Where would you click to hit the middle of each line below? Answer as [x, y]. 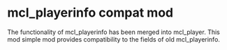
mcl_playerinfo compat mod [90, 13]
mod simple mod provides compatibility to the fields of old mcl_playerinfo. [113, 39]
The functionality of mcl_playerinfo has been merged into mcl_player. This [113, 32]
